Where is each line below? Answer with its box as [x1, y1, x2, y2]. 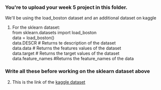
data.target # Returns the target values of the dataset [12, 50, 120, 56]
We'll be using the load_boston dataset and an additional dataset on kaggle [5, 15, 157, 21]
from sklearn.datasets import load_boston [12, 30, 97, 36]
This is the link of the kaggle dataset [12, 79, 86, 85]
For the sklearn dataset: [12, 24, 60, 30]
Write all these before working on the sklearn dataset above [5, 68, 150, 75]
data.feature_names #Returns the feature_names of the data [12, 56, 134, 62]
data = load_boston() [12, 35, 55, 41]
